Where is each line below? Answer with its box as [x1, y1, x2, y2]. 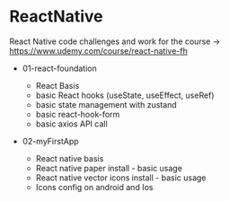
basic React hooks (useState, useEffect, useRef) [35, 90, 215, 100]
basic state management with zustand [35, 99, 177, 109]
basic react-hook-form [35, 109, 120, 119]
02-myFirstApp [22, 135, 79, 146]
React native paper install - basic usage [35, 162, 182, 173]
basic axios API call [35, 118, 108, 129]
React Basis [35, 80, 80, 91]
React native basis [35, 153, 104, 163]
